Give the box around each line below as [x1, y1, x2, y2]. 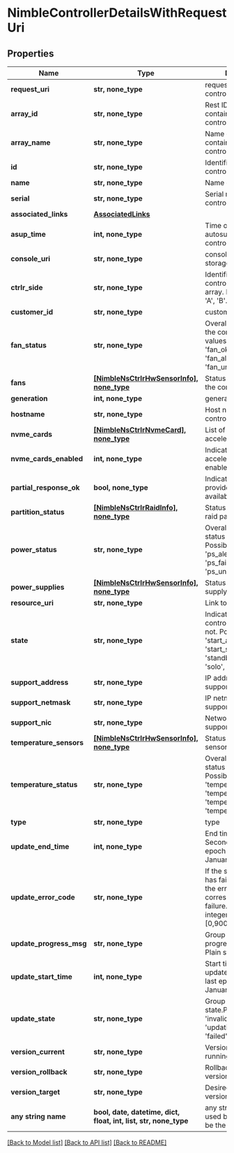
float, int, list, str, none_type [93, 1116, 189, 1126]
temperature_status [10, 780, 78, 789]
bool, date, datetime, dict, [93, 1108, 180, 1117]
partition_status [10, 507, 65, 516]
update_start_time [10, 972, 73, 981]
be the [205, 1120, 226, 1130]
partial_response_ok [10, 483, 80, 492]
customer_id [10, 307, 54, 317]
